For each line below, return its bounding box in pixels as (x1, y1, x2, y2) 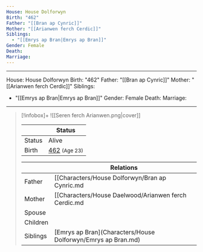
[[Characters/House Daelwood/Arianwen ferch (54, 191, 187, 199)
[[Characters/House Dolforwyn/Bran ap (54, 173, 166, 182)
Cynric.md (54, 181, 84, 189)
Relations (110, 163, 138, 172)
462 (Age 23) (48, 146, 83, 154)
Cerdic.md (54, 198, 84, 207)
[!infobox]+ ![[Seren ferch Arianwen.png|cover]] (21, 111, 141, 118)
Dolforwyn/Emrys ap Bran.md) (54, 235, 141, 244)
